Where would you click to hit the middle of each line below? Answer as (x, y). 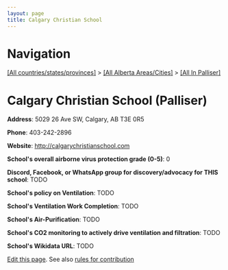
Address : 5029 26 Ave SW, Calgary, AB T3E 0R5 (76, 119)
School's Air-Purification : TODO (54, 219)
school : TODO (27, 180)
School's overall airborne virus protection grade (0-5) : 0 (89, 159)
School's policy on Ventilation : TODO (61, 193)
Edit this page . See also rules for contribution (71, 259)
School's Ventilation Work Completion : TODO (73, 206)
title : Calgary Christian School (55, 20)
